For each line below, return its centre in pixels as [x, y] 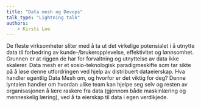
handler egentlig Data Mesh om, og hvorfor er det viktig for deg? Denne [96, 78]
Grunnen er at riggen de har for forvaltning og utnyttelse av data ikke [93, 59]
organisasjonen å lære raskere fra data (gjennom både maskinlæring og [96, 91]
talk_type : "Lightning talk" [43, 18]
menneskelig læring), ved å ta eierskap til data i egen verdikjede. [87, 97]
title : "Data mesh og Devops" [45, 12]
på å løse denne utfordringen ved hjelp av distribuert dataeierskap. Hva [96, 72]
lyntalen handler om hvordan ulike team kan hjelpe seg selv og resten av [97, 85]
